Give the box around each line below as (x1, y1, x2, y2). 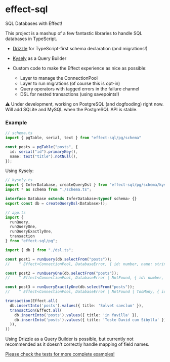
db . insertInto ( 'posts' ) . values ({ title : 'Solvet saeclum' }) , (10, 303, 144, 308)
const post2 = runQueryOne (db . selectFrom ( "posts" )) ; (5, 271, 119, 276)
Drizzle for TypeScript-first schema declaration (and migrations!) (12, 45, 148, 51)
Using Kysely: (5, 168, 34, 174)
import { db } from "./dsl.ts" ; (5, 247, 73, 252)
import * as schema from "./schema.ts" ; (5, 187, 92, 192)
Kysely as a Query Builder (12, 55, 67, 61)
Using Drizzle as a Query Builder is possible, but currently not (5, 336, 134, 342)
